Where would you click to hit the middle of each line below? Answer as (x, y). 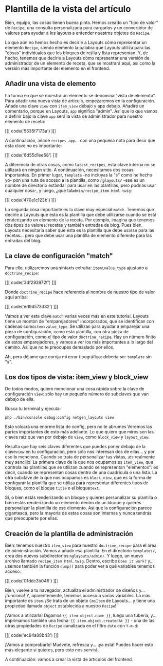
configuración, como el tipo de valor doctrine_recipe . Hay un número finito (81, 337)
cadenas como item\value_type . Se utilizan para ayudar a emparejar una (77, 326)
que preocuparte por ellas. (32, 518)
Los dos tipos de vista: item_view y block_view (77, 377)
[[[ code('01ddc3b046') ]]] (32, 581)
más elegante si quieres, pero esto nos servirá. (52, 650)
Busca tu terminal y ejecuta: (33, 408)
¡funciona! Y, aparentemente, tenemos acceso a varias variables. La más (78, 596)
